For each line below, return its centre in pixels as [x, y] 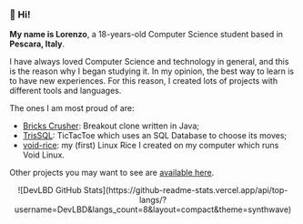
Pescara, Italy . [37, 44]
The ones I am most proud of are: [72, 108]
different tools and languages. [66, 91]
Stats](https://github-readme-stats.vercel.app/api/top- [186, 190]
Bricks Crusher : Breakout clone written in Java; [111, 126]
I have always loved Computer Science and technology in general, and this [149, 62]
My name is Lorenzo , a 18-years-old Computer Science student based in [146, 35]
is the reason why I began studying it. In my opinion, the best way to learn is [151, 71]
